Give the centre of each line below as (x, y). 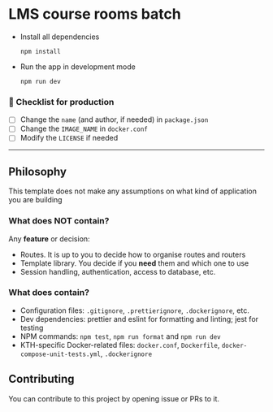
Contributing (41, 379)
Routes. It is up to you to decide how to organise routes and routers (133, 254)
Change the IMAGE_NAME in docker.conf (84, 129)
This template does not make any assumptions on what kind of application (133, 191)
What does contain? (49, 293)
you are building (35, 200)
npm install (40, 51)
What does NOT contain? (59, 221)
